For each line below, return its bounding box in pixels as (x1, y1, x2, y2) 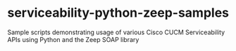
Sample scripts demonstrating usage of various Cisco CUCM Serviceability (7, 28, 225, 36)
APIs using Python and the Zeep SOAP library (7, 35, 139, 43)
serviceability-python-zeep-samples (7, 5, 230, 21)
